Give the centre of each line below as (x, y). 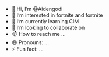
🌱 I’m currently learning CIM (45, 21)
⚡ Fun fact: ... (27, 49)
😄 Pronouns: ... (30, 42)
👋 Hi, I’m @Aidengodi (37, 9)
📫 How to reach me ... (38, 34)
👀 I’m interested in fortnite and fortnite (57, 15)
